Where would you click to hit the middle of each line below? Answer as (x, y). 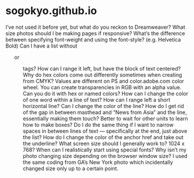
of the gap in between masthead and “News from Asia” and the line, (105, 112)
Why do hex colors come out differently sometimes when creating (102, 75)
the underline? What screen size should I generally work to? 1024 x (104, 143)
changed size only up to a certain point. (70, 168)
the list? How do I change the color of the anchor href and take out (103, 137)
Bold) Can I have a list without (41, 46)
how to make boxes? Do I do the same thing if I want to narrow (98, 125)
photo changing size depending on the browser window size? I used (105, 156)
